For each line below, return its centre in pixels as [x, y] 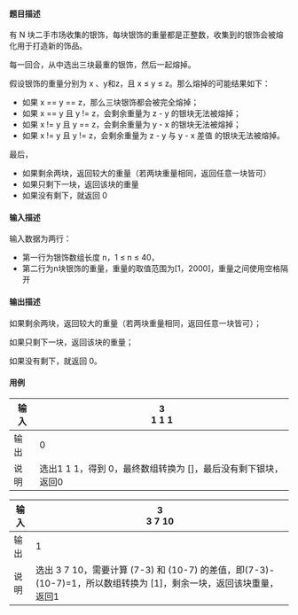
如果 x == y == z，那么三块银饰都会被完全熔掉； [110, 103]
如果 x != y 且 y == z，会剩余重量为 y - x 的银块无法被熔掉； [131, 125]
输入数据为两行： [40, 238]
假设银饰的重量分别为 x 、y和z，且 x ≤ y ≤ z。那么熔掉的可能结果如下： [140, 83]
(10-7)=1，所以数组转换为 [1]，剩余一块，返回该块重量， [157, 583]
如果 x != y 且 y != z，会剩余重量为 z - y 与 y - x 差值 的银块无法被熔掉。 [153, 136]
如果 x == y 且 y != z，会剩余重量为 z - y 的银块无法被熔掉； [132, 113]
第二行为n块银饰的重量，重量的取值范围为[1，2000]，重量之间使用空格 [151, 269]
